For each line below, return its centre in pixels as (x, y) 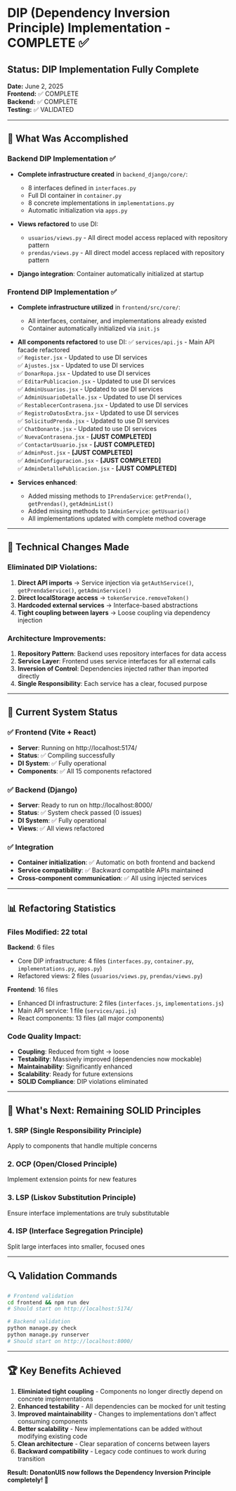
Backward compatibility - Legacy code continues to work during (112, 1451)
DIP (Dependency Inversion (89, 13)
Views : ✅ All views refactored (61, 828)
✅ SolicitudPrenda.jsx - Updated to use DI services (93, 420)
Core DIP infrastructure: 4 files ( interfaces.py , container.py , (106, 961)
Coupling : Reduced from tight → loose (73, 1052)
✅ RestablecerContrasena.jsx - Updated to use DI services (103, 405)
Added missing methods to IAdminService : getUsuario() (109, 511)
